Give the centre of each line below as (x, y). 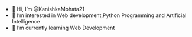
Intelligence (26, 21)
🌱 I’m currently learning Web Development (63, 28)
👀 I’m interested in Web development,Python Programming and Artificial (99, 15)
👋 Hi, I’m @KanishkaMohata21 (48, 9)
